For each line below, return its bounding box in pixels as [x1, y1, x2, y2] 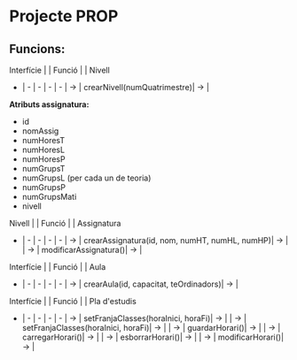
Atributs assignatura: [9, 99, 90, 110]
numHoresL [21, 144, 65, 155]
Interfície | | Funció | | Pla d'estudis [9, 296, 137, 306]
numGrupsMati [21, 192, 77, 202]
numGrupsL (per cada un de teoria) [21, 172, 152, 183]
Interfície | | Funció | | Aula [9, 262, 106, 272]
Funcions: [9, 42, 66, 57]
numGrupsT [21, 164, 66, 173]
